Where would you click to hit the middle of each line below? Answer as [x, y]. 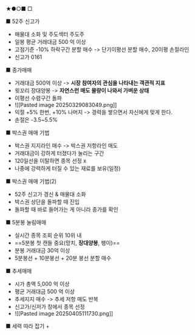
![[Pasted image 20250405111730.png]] [64, 313]
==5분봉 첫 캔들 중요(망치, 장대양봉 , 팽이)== [67, 243]
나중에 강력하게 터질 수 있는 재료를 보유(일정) [67, 168]
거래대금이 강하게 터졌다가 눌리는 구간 [59, 153]
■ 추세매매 [19, 271]
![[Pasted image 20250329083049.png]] [66, 105]
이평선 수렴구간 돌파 [38, 98]
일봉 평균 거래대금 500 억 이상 [50, 42]
